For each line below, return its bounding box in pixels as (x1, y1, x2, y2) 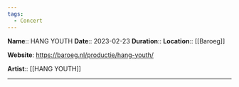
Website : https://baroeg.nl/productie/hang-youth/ (7, 51, 154, 59)
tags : (7, 10, 23, 18)
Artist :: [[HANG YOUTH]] (7, 64, 82, 73)
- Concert (14, 17, 43, 24)
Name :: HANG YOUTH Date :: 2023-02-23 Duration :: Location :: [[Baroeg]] (7, 36, 225, 45)
